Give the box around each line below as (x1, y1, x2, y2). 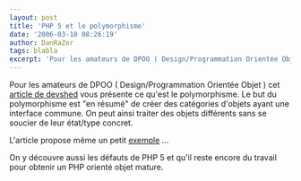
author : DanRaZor (9, 38, 74, 47)
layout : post (9, 13, 58, 22)
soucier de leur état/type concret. (9, 117, 133, 128)
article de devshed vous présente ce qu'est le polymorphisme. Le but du (9, 89, 278, 99)
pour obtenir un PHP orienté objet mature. (9, 162, 164, 172)
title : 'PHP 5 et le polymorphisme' (9, 22, 146, 30)
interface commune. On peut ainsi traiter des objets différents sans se (9, 108, 267, 118)
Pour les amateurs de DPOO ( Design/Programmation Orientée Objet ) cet (9, 80, 280, 90)
